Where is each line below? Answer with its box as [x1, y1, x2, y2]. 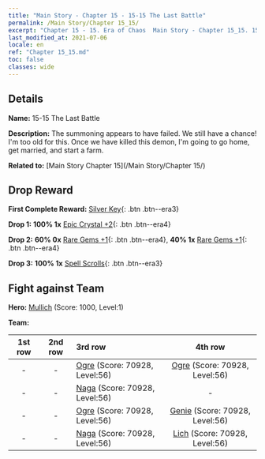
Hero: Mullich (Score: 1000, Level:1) [8, 303, 124, 312]
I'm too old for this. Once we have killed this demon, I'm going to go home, [8, 137, 250, 146]
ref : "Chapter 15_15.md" [8, 48, 90, 56]
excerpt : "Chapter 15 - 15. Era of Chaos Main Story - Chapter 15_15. [8, 26, 248, 34]
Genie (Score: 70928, [170, 405, 251, 416]
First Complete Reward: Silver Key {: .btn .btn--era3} [8, 205, 180, 214]
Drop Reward [8, 183, 73, 197]
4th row [195, 341, 226, 352]
